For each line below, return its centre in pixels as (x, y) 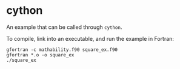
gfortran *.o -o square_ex (40, 55)
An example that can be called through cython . (64, 27)
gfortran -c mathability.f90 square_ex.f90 (62, 49)
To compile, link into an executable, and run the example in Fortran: (90, 38)
